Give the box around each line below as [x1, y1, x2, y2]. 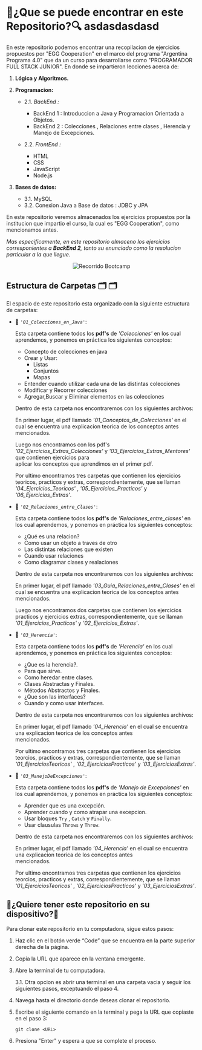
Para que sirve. [24, 667, 62, 674]
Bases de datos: [15, 183, 57, 191]
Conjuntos [33, 367, 59, 374]
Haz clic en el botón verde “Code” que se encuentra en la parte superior [15, 937, 195, 944]
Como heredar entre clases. [24, 674, 94, 681]
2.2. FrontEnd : [24, 140, 62, 148]
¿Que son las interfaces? [24, 693, 86, 700]
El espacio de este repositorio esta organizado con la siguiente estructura [6, 299, 190, 307]
